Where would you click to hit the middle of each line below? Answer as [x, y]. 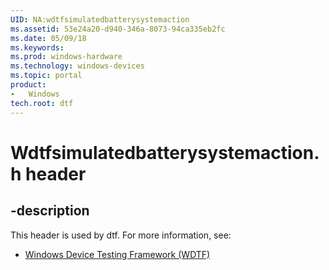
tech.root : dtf [42, 103]
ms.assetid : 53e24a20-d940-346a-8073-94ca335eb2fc [118, 29]
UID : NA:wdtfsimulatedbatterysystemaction [100, 19]
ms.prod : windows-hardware [66, 57]
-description [50, 211]
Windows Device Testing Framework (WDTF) [117, 254]
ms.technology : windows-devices [77, 66]
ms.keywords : [37, 47]
